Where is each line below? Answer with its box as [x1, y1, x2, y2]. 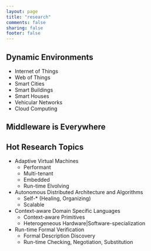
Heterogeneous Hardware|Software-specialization [23, 220, 146, 227]
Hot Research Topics [6, 142, 84, 152]
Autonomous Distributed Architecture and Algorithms [14, 189, 143, 196]
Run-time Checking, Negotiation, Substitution [23, 239, 133, 246]
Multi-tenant [23, 170, 54, 177]
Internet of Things [14, 67, 59, 74]
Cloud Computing [14, 105, 58, 112]
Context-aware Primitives [23, 213, 85, 221]
